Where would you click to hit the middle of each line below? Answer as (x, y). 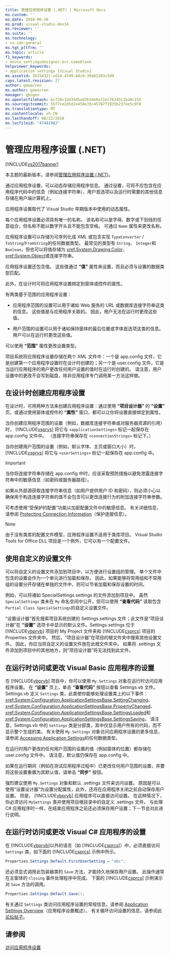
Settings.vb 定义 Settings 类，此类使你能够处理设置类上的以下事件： (77, 693)
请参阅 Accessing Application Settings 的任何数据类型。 (63, 738)
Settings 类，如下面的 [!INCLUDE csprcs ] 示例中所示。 (62, 852)
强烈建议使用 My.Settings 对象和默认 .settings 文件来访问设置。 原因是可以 (83, 783)
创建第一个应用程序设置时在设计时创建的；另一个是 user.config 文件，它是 (87, 362)
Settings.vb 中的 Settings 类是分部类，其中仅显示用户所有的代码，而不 (88, 725)
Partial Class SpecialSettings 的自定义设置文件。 (58, 608)
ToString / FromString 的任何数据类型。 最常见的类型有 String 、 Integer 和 (81, 243)
